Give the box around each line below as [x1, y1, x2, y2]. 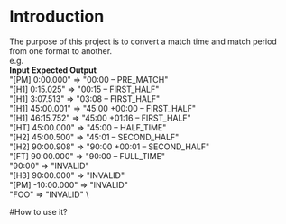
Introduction [9, 6, 105, 27]
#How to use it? [9, 206, 68, 217]
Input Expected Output [9, 65, 97, 76]
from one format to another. [9, 45, 113, 56]
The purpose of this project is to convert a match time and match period [9, 36, 277, 47]
